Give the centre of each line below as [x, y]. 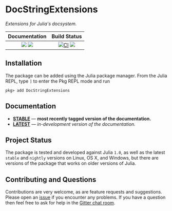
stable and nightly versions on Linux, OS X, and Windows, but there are [82, 158]
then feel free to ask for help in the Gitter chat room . [60, 203]
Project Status [29, 140]
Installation [24, 63]
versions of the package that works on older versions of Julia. [71, 163]
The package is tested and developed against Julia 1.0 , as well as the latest [85, 152]
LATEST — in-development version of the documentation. [74, 124]
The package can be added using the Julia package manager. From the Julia [86, 75]
